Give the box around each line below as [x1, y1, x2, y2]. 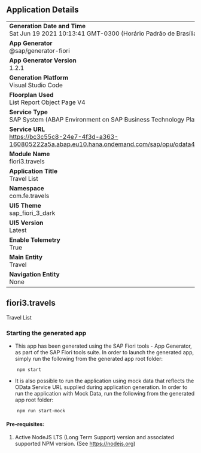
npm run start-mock [17, 408, 66, 414]
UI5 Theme [9, 201, 42, 209]
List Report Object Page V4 [9, 98, 86, 107]
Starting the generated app [6, 329, 87, 337]
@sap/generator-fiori [9, 46, 70, 54]
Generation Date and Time [9, 22, 86, 30]
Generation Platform [9, 73, 69, 81]
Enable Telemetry [9, 236, 61, 244]
